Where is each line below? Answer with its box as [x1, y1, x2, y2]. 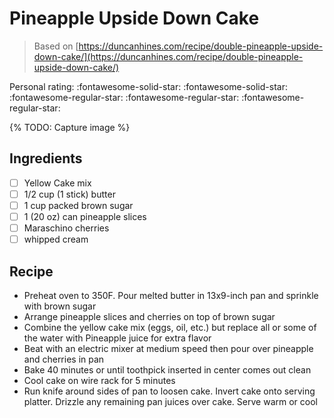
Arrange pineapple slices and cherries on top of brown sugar [23, 310, 276, 322]
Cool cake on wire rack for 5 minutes [23, 374, 176, 386]
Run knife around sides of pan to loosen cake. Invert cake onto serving [23, 385, 316, 397]
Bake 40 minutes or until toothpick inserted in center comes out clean [23, 363, 312, 376]
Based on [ [33, 40, 79, 52]
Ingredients [9, 150, 83, 167]
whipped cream [23, 233, 89, 246]
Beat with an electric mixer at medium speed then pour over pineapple [23, 342, 314, 354]
